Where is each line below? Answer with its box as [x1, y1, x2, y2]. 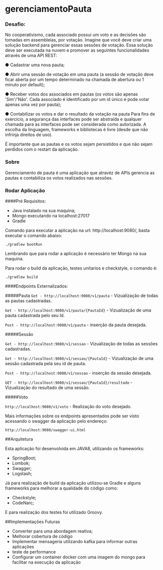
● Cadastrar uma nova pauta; [5, 62, 65, 68]
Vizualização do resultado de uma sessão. [5, 385, 90, 391]
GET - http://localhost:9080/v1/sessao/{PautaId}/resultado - [5, 379, 133, 386]
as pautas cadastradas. [5, 298, 52, 304]
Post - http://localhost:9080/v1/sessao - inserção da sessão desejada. [5, 370, 152, 376]
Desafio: [5, 21, 26, 28]
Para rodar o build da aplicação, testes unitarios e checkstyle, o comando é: [5, 265, 158, 271]
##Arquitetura [5, 436, 33, 442]
